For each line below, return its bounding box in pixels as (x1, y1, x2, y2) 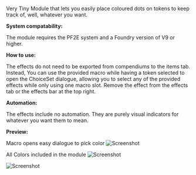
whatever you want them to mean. (6, 117, 89, 124)
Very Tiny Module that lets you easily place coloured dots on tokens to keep (6, 5, 190, 12)
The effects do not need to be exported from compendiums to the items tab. (6, 63, 191, 70)
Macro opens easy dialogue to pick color (6, 140, 105, 146)
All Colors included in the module (6, 151, 86, 158)
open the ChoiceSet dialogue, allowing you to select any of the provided (6, 76, 181, 82)
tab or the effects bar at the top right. (6, 88, 96, 95)
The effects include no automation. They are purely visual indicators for (6, 111, 179, 117)
